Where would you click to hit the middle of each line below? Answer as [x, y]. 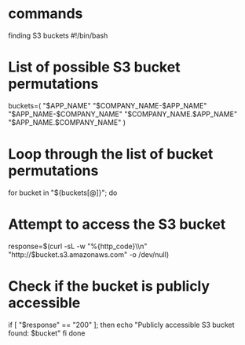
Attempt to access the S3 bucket [117, 224]
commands [46, 14]
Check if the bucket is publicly [109, 286]
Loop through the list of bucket [111, 154]
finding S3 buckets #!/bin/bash [58, 35]
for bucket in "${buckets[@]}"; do [63, 193]
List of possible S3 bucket [94, 67]
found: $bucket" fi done [47, 333]
